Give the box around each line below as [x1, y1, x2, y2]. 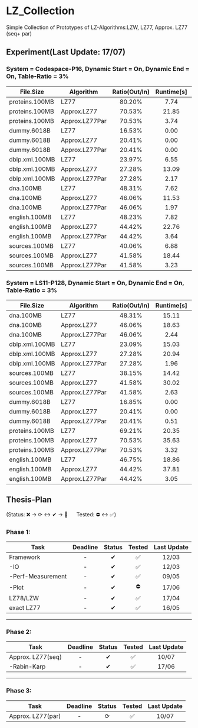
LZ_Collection [6, 4, 75, 18]
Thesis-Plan [6, 495, 52, 505]
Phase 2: [6, 627, 32, 636]
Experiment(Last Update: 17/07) [6, 47, 126, 57]
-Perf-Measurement [9, 572, 67, 581]
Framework [9, 553, 41, 561]
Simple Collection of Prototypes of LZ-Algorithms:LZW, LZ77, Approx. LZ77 [6, 24, 187, 31]
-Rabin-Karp [9, 662, 46, 671]
